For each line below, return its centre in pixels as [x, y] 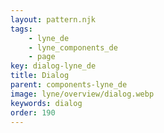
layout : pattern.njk [53, 19]
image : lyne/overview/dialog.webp [82, 94]
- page [42, 57]
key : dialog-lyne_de [53, 66]
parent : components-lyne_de [69, 85]
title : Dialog [40, 76]
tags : [21, 29]
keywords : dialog [46, 103]
